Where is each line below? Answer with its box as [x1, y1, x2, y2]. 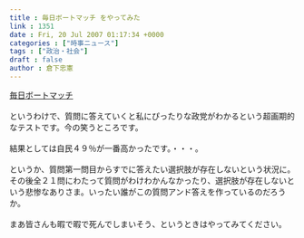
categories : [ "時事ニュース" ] [9, 38, 120, 48]
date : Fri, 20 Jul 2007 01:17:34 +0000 [9, 30, 165, 39]
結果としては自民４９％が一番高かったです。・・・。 [9, 142, 203, 154]
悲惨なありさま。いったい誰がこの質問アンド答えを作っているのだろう [25, 186, 287, 197]
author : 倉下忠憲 [9, 64, 74, 73]
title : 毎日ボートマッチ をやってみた [9, 13, 141, 23]
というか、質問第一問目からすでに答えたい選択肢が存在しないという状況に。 [9, 164, 296, 175]
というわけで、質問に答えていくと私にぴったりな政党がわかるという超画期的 [9, 110, 295, 121]
